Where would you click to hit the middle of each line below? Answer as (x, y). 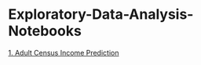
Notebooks (45, 31)
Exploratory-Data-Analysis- (101, 14)
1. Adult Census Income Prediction (64, 52)
